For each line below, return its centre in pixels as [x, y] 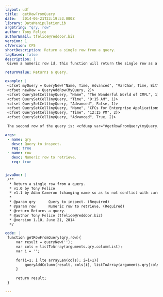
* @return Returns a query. [38, 211]
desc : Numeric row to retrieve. [44, 157]
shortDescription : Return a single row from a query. [61, 50]
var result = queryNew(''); [44, 242]
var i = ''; [28, 251]
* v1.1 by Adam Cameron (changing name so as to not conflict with [79, 193]
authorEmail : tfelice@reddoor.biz [40, 37]
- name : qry [19, 139]
